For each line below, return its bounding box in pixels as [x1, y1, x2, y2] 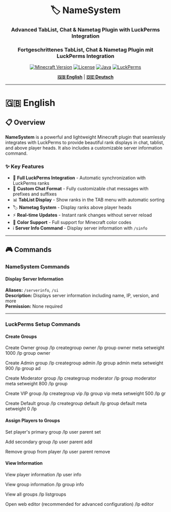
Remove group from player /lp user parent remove [5, 448, 110, 454]
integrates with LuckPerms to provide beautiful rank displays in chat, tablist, [5, 139, 164, 146]
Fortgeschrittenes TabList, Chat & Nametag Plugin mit [17, 46, 154, 53]
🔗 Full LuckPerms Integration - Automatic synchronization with [12, 175, 146, 181]
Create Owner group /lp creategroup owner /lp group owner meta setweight [5, 345, 164, 351]
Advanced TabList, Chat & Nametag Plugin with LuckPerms [11, 26, 160, 34]
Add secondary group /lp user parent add [5, 439, 93, 445]
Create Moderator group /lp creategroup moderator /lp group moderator [5, 375, 157, 381]
